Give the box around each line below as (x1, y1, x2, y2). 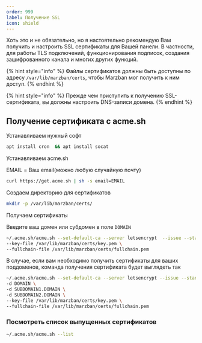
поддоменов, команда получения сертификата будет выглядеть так (6, 263, 182, 271)
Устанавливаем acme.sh (6, 155, 69, 162)
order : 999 (6, 8, 34, 15)
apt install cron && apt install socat (6, 144, 109, 150)
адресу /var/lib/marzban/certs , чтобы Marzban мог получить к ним (6, 74, 180, 82)
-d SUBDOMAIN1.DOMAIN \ (6, 286, 66, 293)
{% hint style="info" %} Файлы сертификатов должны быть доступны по (6, 68, 191, 75)
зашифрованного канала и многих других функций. (6, 56, 138, 63)
